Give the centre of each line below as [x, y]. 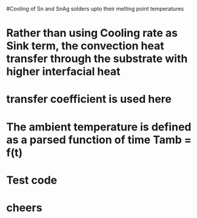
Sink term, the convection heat [85, 46]
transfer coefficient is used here [89, 99]
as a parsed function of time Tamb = [99, 140]
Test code [32, 180]
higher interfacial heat [63, 72]
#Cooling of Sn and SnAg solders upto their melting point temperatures [95, 9]
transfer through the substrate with [97, 59]
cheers [24, 207]
